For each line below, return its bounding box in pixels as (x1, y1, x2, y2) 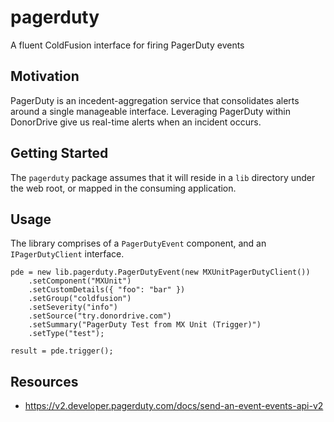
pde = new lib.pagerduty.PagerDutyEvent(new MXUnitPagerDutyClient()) (10, 267, 311, 278)
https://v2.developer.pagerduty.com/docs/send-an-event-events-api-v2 (24, 400, 324, 412)
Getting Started (10, 145, 109, 162)
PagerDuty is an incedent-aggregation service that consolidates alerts (10, 94, 300, 106)
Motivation (10, 68, 80, 85)
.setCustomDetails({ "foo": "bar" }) (28, 285, 186, 295)
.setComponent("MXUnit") (28, 276, 132, 286)
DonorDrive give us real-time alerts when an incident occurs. (10, 116, 262, 128)
